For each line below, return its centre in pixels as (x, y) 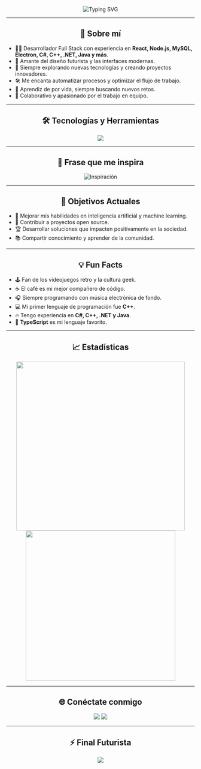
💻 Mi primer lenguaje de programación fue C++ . (75, 307)
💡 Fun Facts (100, 265)
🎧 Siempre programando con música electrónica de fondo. (88, 298)
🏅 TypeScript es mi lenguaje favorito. (61, 322)
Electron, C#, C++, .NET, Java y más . (62, 55)
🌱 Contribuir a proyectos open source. (62, 222)
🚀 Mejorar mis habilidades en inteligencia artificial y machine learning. (101, 216)
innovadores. (31, 74)
